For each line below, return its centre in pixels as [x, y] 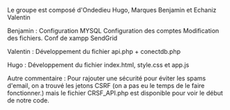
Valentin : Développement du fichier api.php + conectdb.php [94, 52]
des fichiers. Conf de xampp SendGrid [62, 38]
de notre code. [29, 100]
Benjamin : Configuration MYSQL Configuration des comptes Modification [113, 31]
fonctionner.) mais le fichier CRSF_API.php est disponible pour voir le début [115, 93]
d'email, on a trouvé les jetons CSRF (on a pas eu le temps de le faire [106, 85]
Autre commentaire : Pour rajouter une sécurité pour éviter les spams [107, 78]
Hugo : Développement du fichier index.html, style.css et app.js [98, 65]
